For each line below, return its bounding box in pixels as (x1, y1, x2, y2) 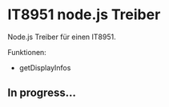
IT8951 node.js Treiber (7, 6, 161, 24)
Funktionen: (7, 47, 47, 57)
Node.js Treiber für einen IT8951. (7, 32, 117, 42)
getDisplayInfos (18, 62, 71, 73)
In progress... (7, 86, 77, 100)
